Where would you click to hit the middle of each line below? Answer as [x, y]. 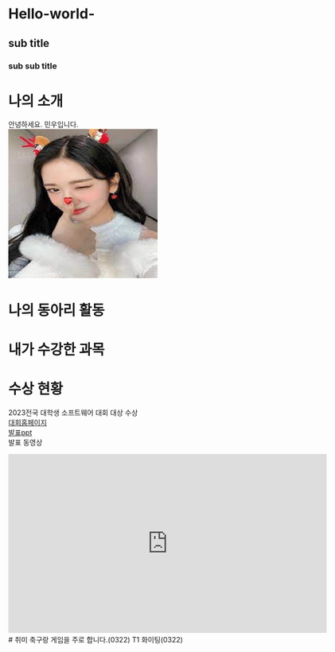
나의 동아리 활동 [56, 310]
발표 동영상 [25, 442]
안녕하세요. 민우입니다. [43, 125]
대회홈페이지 [28, 422]
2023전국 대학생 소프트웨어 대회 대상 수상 [73, 412]
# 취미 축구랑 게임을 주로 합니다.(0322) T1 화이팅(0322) [95, 639]
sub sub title [33, 66]
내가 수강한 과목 [56, 349]
